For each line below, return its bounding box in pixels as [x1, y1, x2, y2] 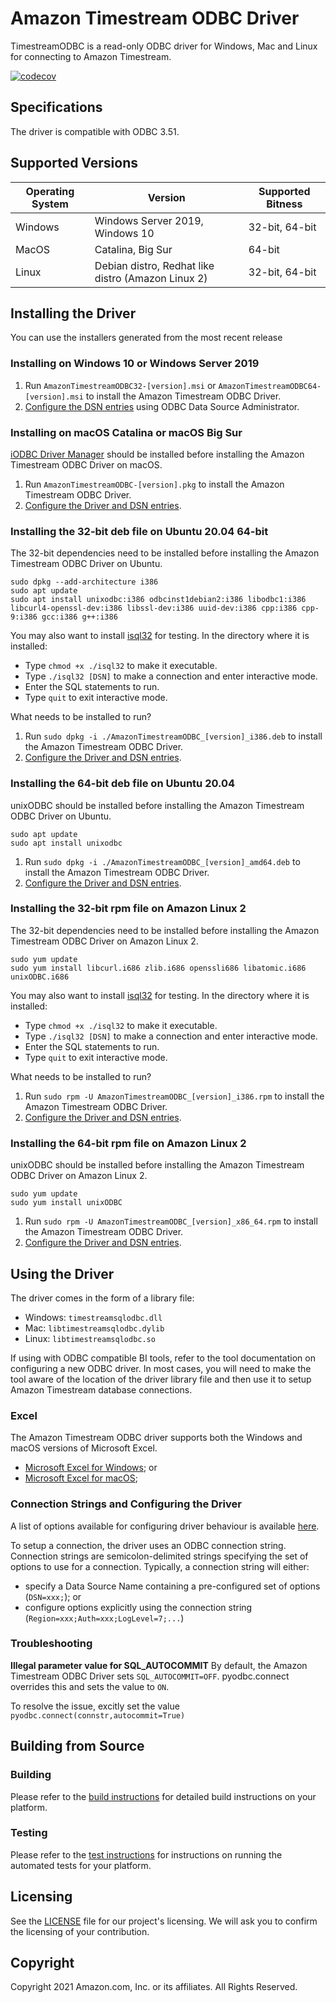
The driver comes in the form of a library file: [10, 1292, 195, 1304]
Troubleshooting [10, 1637, 93, 1651]
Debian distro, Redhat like [94, 258, 215, 272]
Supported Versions [10, 155, 138, 172]
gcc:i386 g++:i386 [41, 612, 118, 622]
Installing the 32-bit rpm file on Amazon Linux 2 [10, 902, 247, 916]
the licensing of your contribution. [10, 1925, 150, 1937]
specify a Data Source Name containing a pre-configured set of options [24, 1580, 321, 1592]
